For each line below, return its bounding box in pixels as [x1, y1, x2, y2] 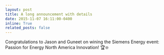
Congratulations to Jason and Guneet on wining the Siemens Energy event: [5, 39, 160, 45]
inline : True [5, 21, 32, 26]
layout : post [5, 7, 32, 12]
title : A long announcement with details [5, 12, 93, 17]
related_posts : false [5, 26, 50, 30]
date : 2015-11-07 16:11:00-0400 [5, 16, 72, 21]
